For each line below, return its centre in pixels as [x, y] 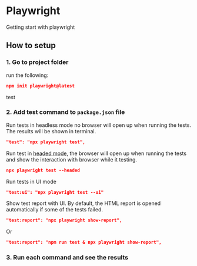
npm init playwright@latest [41, 86]
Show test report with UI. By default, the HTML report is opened [84, 203]
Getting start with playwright [41, 27]
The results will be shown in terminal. [51, 131]
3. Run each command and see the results [67, 258]
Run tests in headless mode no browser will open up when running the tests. [98, 125]
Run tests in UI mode [31, 181]
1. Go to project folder [37, 62]
